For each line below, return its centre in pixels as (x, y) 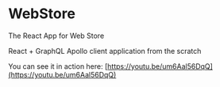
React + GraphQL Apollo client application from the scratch (105, 51)
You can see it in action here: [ (58, 66)
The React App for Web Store (56, 36)
